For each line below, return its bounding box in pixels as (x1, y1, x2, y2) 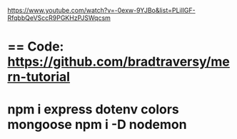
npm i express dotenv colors (7, 101, 180, 118)
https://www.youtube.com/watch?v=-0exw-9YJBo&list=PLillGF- (7, 6, 196, 14)
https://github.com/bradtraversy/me (7, 53, 231, 70)
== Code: (7, 38, 64, 55)
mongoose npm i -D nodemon (7, 117, 187, 133)
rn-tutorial (7, 69, 70, 85)
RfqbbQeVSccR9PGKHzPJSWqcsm (7, 14, 111, 22)
